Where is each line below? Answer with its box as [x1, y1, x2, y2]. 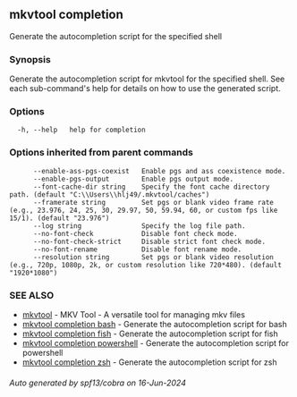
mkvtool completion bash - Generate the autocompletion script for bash [21, 319, 288, 329]
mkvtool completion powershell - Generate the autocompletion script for [21, 338, 289, 348]
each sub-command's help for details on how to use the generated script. [9, 83, 281, 94]
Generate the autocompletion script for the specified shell [9, 30, 222, 41]
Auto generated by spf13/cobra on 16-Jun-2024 [9, 377, 186, 388]
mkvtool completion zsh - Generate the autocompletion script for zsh [21, 357, 277, 367]
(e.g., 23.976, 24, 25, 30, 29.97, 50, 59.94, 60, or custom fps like [9, 206, 278, 215]
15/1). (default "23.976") [9, 214, 110, 223]
